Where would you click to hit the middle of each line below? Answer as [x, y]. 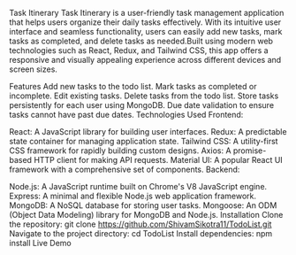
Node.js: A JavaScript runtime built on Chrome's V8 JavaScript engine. [138, 186]
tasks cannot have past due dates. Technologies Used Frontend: [126, 115]
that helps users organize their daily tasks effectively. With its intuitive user [145, 22]
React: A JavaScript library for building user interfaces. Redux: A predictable [148, 131]
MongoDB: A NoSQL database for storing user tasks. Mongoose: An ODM [143, 205]
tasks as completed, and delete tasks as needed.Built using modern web [141, 41]
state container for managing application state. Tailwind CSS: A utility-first [144, 141]
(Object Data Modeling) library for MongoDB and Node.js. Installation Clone [146, 215]
